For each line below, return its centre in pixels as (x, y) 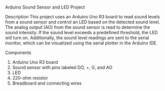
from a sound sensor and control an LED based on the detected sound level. (83, 22)
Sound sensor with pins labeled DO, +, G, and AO (62, 67)
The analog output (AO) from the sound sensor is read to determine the (78, 27)
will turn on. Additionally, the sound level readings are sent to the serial (77, 38)
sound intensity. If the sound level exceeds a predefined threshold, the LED (82, 32)
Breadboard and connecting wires (47, 83)
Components (18, 52)
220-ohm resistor (30, 78)
